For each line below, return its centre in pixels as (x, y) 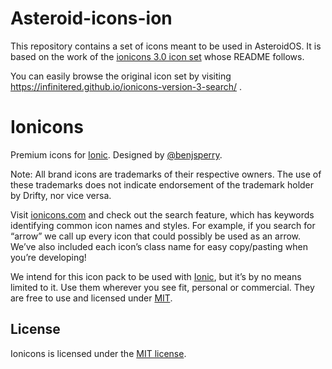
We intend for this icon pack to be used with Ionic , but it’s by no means (156, 276)
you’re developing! (48, 257)
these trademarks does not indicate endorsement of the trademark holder (162, 184)
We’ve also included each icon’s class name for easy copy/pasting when (159, 246)
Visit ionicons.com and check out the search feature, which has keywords (162, 214)
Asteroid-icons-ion (91, 18)
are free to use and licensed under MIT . (91, 298)
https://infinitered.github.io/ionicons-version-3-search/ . (126, 86)
